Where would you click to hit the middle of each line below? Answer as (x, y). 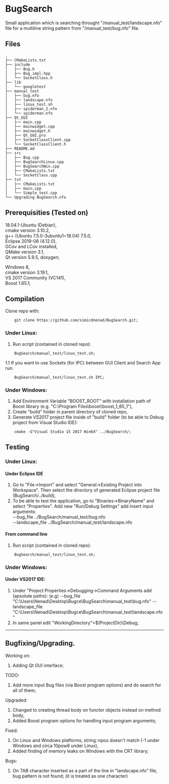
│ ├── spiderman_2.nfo (31, 109)
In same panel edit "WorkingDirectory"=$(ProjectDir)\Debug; (75, 623)
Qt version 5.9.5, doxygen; (32, 257)
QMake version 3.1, (25, 252)
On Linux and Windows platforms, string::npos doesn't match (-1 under (86, 740)
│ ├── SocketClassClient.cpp (38, 140)
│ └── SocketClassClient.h (36, 144)
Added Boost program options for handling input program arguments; (84, 720)
